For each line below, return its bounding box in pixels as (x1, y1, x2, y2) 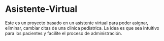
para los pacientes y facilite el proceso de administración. (5, 30, 122, 36)
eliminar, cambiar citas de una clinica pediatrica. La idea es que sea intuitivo (5, 25, 160, 31)
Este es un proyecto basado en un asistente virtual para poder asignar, (5, 20, 149, 26)
